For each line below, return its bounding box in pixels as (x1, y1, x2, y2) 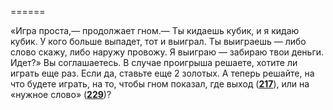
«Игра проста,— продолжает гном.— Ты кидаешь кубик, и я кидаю (10, 25, 300, 36)
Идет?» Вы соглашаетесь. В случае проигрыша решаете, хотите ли (10, 57, 298, 68)
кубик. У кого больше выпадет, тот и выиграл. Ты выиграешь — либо (10, 36, 307, 47)
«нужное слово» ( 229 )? (10, 89, 112, 100)
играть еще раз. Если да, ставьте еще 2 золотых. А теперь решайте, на (10, 67, 315, 79)
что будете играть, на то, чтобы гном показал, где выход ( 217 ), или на (10, 78, 310, 90)
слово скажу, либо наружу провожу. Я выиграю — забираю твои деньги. (10, 46, 325, 58)
